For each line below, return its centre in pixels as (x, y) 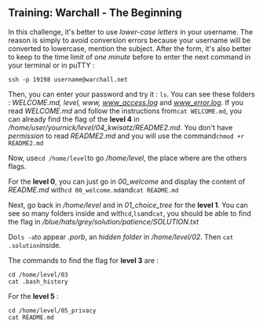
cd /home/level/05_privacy (52, 310)
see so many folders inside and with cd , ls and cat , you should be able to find (130, 213)
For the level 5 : (33, 296)
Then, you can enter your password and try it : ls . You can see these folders (131, 94)
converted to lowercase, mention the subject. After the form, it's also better (130, 48)
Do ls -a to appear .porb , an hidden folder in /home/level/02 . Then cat (121, 237)
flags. (17, 166)
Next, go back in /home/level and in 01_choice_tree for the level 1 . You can (128, 205)
